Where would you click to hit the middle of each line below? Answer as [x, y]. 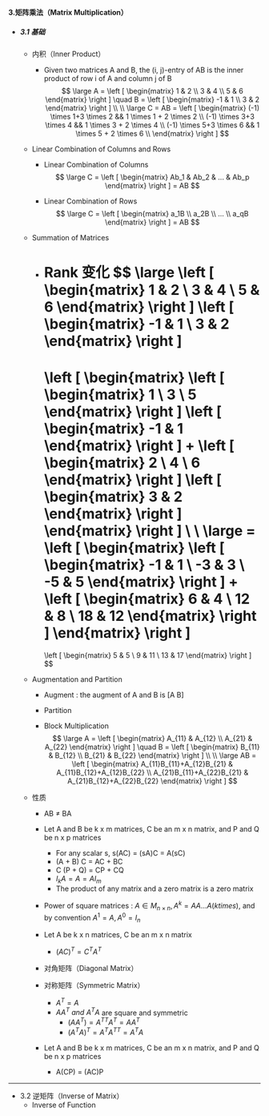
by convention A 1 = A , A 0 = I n [92, 918]
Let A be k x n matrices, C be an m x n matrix [118, 935]
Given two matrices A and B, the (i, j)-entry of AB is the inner [144, 70]
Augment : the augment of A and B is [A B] [114, 695]
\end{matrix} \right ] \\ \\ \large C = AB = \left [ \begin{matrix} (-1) [153, 107]
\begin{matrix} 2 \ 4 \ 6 [122, 463]
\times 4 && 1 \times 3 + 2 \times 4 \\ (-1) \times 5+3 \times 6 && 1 [153, 125]
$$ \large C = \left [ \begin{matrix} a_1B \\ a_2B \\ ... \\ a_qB [153, 213]
